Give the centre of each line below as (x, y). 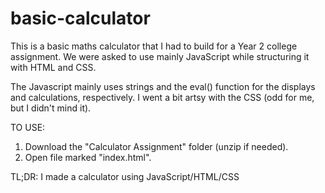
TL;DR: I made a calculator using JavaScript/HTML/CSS (125, 176)
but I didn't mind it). (51, 108)
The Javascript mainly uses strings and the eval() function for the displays (163, 86)
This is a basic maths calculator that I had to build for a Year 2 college (154, 46)
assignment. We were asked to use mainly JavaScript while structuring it (160, 56)
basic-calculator (80, 18)
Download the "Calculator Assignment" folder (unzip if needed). (156, 146)
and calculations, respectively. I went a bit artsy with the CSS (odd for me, (162, 97)
